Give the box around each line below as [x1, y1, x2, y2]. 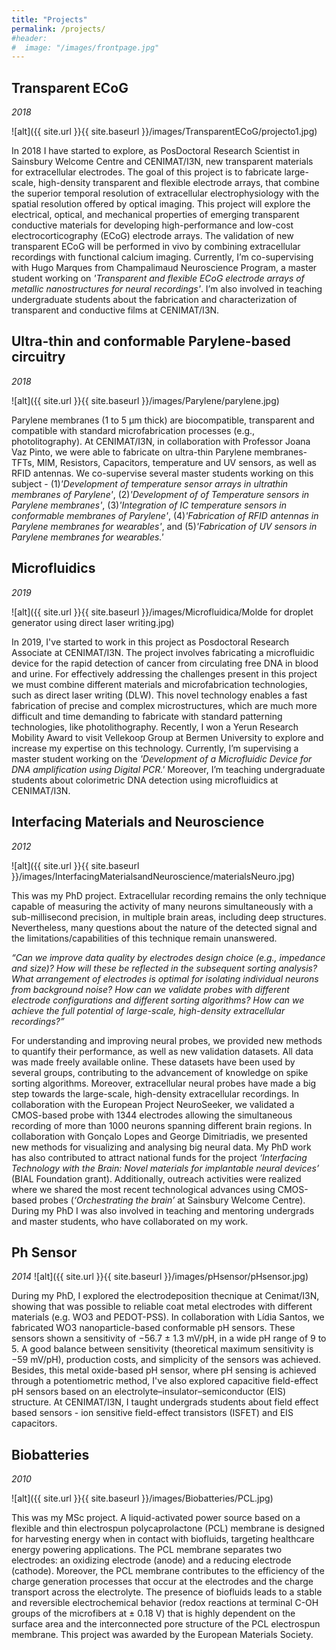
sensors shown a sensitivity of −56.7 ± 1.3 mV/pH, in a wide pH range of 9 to [11, 1332, 327, 1345]
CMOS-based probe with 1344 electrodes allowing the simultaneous [11, 1109, 293, 1121]
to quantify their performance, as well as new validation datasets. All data [11, 1045, 314, 1057]
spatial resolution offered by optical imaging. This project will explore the [11, 198, 311, 210]
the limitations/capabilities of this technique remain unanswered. [11, 932, 278, 944]
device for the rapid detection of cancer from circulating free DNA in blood [11, 657, 319, 669]
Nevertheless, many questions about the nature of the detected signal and [11, 921, 318, 933]
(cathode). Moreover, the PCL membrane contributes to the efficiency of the [11, 1565, 325, 1577]
